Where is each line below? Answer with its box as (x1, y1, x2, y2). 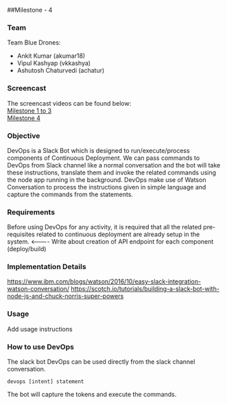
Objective (7, 130, 40, 140)
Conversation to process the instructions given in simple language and (7, 183, 206, 191)
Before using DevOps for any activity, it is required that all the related (7, 223, 202, 231)
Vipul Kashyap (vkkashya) (16, 59, 91, 67)
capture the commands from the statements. (7, 190, 134, 198)
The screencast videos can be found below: (7, 99, 132, 107)
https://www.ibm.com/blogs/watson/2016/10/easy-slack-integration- (7, 277, 201, 286)
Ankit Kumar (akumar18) (16, 51, 86, 60)
